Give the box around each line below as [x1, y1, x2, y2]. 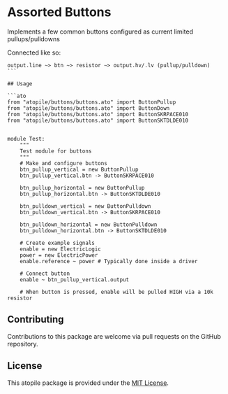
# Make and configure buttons [20, 160, 108, 167]
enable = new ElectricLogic [20, 246, 101, 253]
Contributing [7, 314, 64, 325]
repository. [7, 339, 38, 348]
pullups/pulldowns [7, 34, 61, 43]
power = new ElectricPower [20, 251, 98, 259]
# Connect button [20, 270, 70, 277]
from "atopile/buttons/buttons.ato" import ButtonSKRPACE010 [7, 111, 189, 118]
